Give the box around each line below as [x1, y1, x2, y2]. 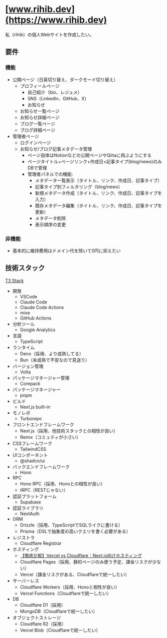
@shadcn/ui [20, 458, 45, 464]
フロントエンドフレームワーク [12, 421, 74, 427]
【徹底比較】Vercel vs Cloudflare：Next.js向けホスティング [20, 552, 142, 558]
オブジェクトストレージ [12, 614, 61, 620]
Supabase [20, 499, 41, 505]
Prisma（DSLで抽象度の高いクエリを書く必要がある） [20, 528, 131, 534]
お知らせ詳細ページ [20, 114, 60, 120]
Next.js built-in [20, 404, 51, 410]
